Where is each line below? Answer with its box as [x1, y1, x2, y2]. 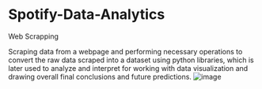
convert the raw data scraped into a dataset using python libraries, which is [8, 55, 255, 65]
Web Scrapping [8, 32, 59, 41]
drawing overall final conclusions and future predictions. [8, 72, 192, 81]
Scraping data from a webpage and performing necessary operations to [8, 46, 243, 56]
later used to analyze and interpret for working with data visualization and [8, 63, 249, 72]
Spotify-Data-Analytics [8, 6, 165, 24]
